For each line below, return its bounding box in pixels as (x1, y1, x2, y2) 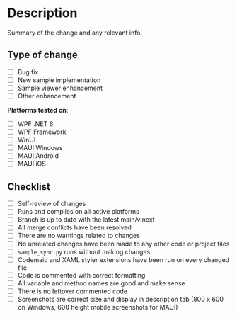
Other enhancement (17, 91, 76, 100)
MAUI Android (17, 152, 59, 160)
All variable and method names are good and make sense (17, 278, 185, 288)
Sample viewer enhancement (17, 84, 103, 92)
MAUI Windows (17, 144, 63, 152)
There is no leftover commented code (17, 287, 128, 295)
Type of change (7, 49, 78, 61)
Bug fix (17, 67, 39, 76)
